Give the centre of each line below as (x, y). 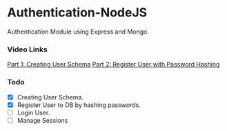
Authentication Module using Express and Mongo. (78, 32)
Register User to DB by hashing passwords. (79, 105)
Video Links (28, 49)
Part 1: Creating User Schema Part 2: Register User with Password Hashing (113, 64)
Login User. (33, 112)
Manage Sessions (42, 120)
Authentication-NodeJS (77, 13)
